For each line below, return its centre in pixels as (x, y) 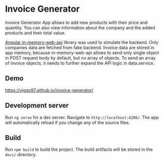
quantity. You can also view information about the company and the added (80, 27)
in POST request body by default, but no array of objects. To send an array (80, 58)
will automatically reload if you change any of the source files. (68, 122)
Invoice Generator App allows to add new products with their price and (76, 22)
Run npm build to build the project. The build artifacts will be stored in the (79, 149)
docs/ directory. (21, 155)
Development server (37, 106)
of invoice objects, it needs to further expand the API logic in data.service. (80, 63)
